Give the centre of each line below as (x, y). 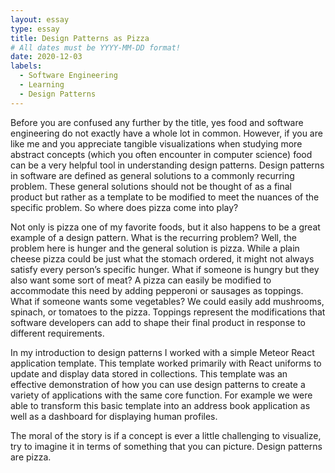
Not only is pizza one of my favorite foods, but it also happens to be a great (165, 227)
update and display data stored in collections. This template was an (149, 373)
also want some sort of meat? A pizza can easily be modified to (141, 280)
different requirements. (57, 333)
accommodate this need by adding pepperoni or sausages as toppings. (157, 290)
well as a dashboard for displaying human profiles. (114, 416)
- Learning (42, 85)
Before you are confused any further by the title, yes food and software (157, 122)
